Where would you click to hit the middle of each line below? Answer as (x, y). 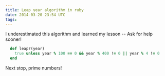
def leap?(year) (27, 49)
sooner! (13, 39)
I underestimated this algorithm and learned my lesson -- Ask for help (79, 34)
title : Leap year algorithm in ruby (44, 10)
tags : (11, 19)
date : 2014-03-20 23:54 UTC (35, 15)
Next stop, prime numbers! (34, 68)
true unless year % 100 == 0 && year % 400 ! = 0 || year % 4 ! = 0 (87, 54)
